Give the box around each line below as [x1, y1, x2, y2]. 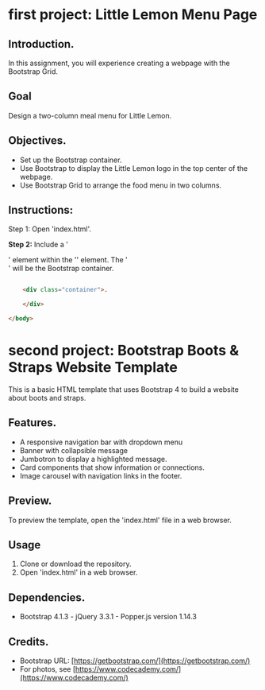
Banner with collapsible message [19, 445, 129, 455]
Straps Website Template [8, 359, 179, 377]
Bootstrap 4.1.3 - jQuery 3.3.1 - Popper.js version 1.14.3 [19, 612, 197, 622]
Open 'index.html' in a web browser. [19, 568, 138, 577]
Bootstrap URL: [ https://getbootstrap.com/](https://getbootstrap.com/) [19, 656, 251, 665]
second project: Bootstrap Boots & [8, 342, 240, 359]
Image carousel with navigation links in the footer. [19, 471, 182, 480]
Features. [8, 416, 57, 430]
